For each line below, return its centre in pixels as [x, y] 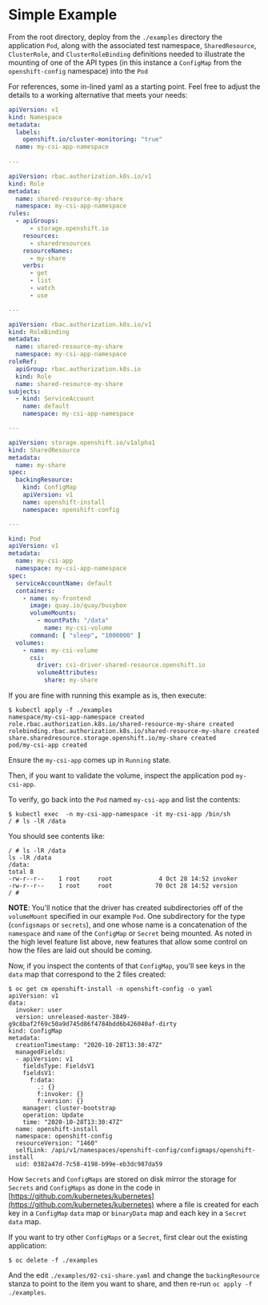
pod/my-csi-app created [48, 745]
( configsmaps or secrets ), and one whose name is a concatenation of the [128, 925]
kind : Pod [25, 538]
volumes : [30, 642]
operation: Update [53, 1115]
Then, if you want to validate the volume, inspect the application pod [121, 775]
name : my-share [41, 465]
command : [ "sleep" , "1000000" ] [85, 635]
